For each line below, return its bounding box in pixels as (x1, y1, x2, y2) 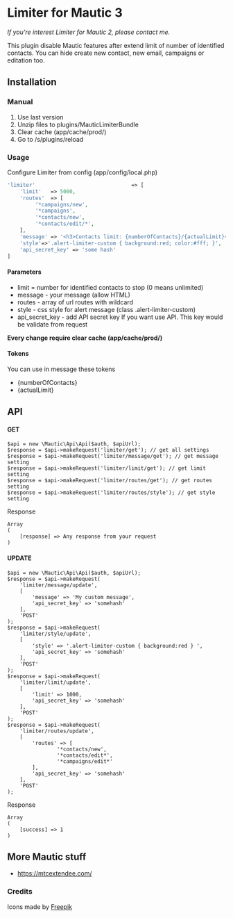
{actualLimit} (17, 386, 54, 394)
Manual (7, 97, 33, 107)
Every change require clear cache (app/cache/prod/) (7, 334, 163, 342)
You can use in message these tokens (7, 365, 116, 373)
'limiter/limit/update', (19, 679, 92, 686)
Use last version (17, 113, 64, 121)
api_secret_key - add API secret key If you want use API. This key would (17, 313, 223, 321)
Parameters (7, 268, 42, 276)
